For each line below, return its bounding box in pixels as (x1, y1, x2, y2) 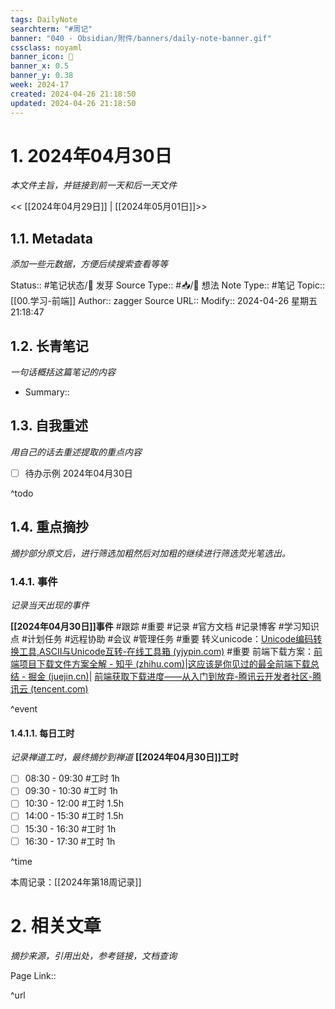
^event (10, 703, 38, 715)
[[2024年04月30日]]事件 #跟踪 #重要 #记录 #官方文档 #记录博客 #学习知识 (10, 621, 320, 633)
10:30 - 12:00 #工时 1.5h (24, 797, 124, 810)
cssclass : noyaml (10, 42, 83, 53)
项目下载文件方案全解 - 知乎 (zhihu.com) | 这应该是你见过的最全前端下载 (18, 658, 311, 670)
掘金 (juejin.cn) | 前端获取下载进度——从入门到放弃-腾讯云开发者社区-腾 (28, 671, 322, 683)
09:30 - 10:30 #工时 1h (24, 785, 118, 797)
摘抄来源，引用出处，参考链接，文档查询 (10, 949, 177, 961)
